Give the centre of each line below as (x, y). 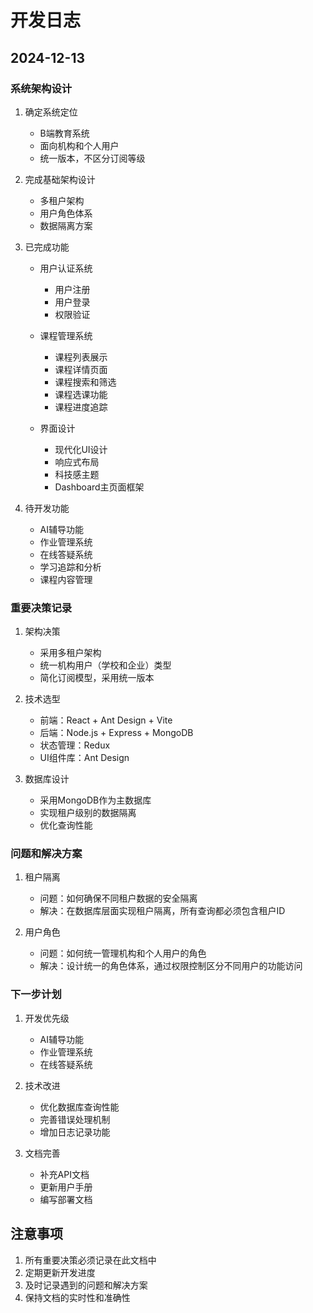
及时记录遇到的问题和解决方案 (86, 1285)
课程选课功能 (81, 394)
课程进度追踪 (81, 407)
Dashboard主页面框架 (99, 487)
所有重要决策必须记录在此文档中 (90, 1260)
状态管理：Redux (75, 745)
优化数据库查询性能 (79, 1107)
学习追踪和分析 (70, 567)
